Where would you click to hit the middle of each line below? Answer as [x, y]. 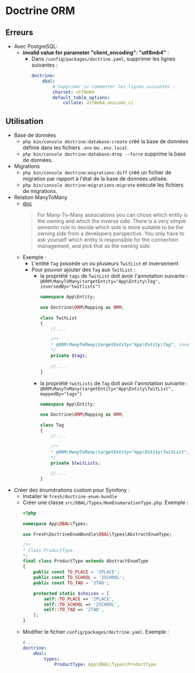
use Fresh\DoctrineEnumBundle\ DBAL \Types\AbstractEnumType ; [97, 534]
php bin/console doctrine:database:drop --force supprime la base [104, 154]
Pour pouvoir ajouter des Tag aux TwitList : [83, 270]
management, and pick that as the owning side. [94, 246]
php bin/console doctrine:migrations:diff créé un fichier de [97, 172]
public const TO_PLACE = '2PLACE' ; [77, 572]
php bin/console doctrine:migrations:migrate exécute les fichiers [103, 185]
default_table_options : [81, 98]
